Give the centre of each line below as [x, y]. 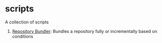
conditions [23, 36]
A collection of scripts [27, 22]
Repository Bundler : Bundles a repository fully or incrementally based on [85, 31]
